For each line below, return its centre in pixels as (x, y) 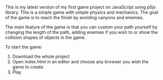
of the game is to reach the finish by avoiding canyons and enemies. (75, 17)
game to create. (28, 67)
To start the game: (24, 47)
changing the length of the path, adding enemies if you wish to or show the (81, 32)
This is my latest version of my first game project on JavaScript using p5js (81, 7)
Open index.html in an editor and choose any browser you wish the (81, 62)
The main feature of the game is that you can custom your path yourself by (81, 27)
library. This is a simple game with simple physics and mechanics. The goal (82, 12)
